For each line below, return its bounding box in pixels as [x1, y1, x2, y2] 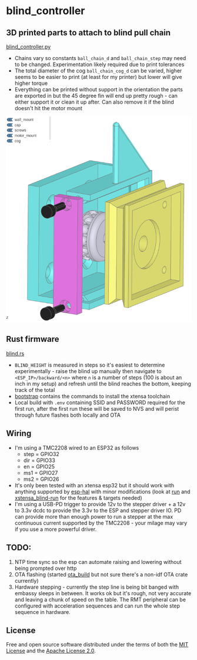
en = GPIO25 [23, 463, 55, 470]
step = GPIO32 [23, 450, 60, 457]
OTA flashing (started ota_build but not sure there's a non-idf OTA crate [14, 570, 188, 578]
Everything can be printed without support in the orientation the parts [14, 86, 183, 93]
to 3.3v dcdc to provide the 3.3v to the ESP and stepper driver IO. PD [14, 507, 182, 514]
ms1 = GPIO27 [23, 469, 58, 476]
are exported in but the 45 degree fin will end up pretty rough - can [14, 93, 178, 99]
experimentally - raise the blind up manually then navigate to [14, 367, 162, 375]
